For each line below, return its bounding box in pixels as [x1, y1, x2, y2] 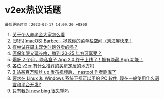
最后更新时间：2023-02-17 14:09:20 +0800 [5, 22, 87, 27]
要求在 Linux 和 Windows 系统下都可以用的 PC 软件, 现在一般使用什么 [12, 75, 155, 81]
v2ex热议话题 [5, 4, 61, 16]
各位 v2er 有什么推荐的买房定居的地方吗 [12, 63, 95, 69]
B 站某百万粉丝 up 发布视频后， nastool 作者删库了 [12, 69, 116, 75]
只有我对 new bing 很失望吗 [12, 88, 69, 94]
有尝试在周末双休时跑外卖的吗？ [12, 44, 78, 50]
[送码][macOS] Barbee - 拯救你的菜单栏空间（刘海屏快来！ [12, 38, 133, 44]
